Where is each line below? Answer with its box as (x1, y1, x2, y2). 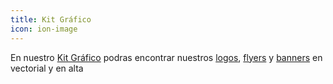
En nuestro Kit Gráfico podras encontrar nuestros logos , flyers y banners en (10, 51, 323, 63)
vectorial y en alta (10, 62, 84, 74)
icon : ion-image (10, 24, 78, 34)
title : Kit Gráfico (10, 14, 92, 25)
